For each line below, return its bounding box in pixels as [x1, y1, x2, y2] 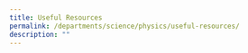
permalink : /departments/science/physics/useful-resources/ [9, 22, 241, 31]
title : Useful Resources [9, 13, 103, 22]
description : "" [9, 30, 70, 39]
